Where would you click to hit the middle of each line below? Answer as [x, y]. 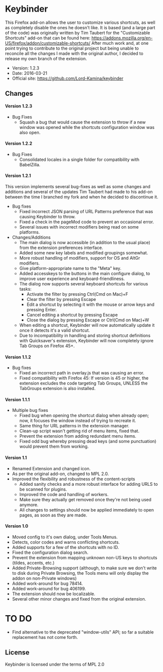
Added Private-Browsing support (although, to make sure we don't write [84, 568]
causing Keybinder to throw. [47, 216]
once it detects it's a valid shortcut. [54, 330]
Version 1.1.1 [18, 399]
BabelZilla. [30, 164]
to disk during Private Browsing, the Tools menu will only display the [80, 573]
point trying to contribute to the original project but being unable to [72, 48]
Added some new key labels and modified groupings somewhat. [84, 253]
